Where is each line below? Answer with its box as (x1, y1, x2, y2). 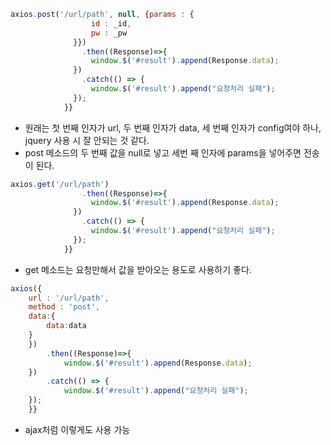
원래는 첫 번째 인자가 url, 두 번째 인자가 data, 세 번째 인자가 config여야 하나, (24, 121, 322, 134)
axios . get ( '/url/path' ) (10, 179, 110, 189)
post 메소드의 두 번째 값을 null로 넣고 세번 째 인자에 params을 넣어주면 (24, 146, 302, 159)
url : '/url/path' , (28, 293, 110, 303)
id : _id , (90, 18, 132, 29)
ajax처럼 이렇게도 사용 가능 (24, 423, 131, 435)
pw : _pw (90, 28, 128, 38)
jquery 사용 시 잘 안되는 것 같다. (24, 134, 150, 146)
